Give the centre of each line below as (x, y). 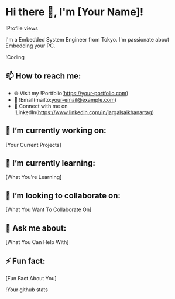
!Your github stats (27, 290)
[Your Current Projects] (34, 145)
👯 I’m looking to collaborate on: (63, 195)
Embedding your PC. (30, 46)
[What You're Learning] (34, 177)
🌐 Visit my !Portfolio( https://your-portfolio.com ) (71, 93)
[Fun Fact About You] (31, 278)
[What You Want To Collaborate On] (49, 209)
